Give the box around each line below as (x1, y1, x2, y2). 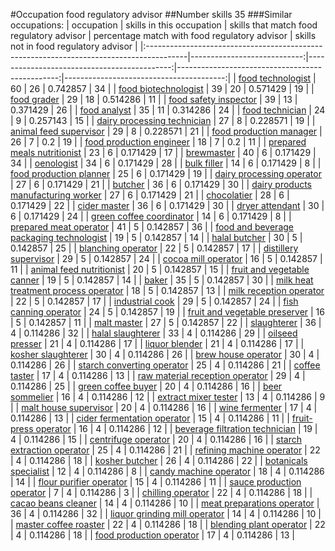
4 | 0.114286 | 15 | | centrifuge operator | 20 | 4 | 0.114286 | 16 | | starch (10, 434, 303, 445)
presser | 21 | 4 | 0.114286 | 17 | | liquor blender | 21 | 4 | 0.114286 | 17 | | (10, 338, 305, 349)
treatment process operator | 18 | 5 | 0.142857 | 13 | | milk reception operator (10, 285, 325, 296)
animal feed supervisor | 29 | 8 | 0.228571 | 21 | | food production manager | (10, 125, 323, 137)
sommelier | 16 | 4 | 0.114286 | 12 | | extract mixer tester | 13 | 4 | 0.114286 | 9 (10, 391, 326, 403)
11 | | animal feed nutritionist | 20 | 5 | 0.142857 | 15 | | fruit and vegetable (10, 264, 310, 275)
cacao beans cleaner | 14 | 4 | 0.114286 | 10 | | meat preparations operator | (10, 497, 320, 509)
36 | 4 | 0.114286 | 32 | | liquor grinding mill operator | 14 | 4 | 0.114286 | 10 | (10, 508, 322, 519)
